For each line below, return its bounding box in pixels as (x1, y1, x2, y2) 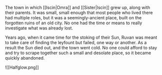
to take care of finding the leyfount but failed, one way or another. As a (5, 40, 147, 45)
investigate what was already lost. (5, 25, 73, 31)
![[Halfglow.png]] (5, 64, 39, 70)
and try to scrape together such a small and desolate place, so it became (5, 50, 151, 56)
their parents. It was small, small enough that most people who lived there (5, 10, 153, 15)
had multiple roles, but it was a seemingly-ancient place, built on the (5, 15, 142, 20)
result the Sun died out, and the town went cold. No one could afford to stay (5, 45, 157, 50)
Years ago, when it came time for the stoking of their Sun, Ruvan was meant (5, 34, 157, 40)
